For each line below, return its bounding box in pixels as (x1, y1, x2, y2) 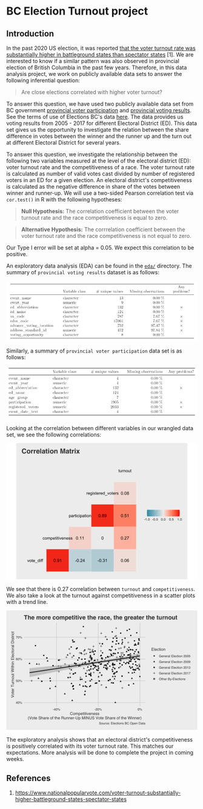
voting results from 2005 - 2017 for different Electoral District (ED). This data (6, 120, 198, 127)
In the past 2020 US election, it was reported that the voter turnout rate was (6, 44, 196, 52)
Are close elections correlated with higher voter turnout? (21, 89, 162, 95)
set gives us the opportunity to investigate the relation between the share (6, 126, 189, 133)
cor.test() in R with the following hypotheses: (6, 196, 122, 203)
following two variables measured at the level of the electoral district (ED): (6, 157, 191, 164)
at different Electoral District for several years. (6, 139, 121, 146)
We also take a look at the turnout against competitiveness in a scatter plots (6, 592, 196, 599)
